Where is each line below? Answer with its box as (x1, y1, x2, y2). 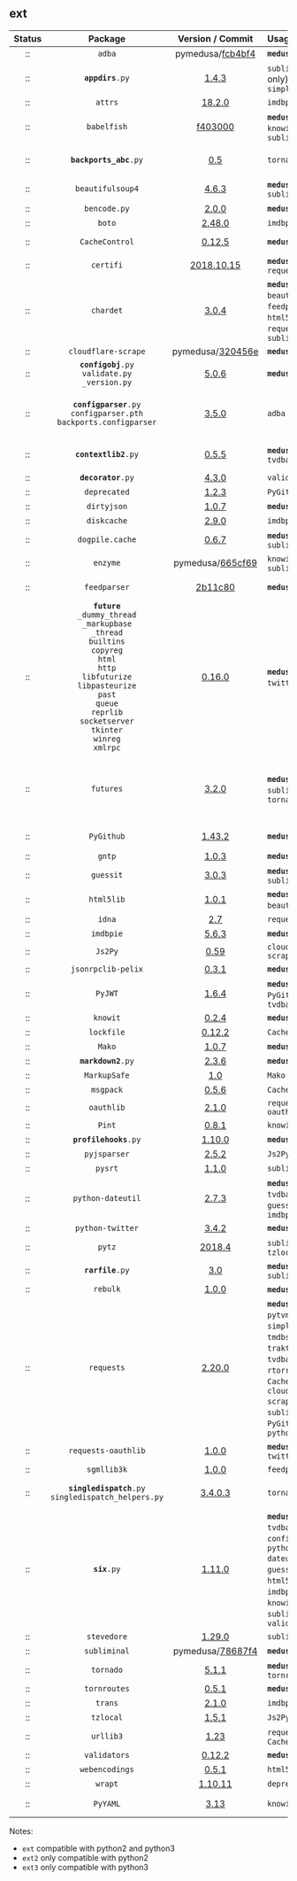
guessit (91, 870, 124, 879)
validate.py (81, 368, 133, 378)
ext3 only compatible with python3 (21, 1862, 148, 1872)
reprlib (91, 707, 124, 717)
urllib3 (91, 1730, 124, 1741)
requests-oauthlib (68, 1445, 146, 1455)
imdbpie (91, 928, 124, 939)
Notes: (9, 1825, 34, 1836)
